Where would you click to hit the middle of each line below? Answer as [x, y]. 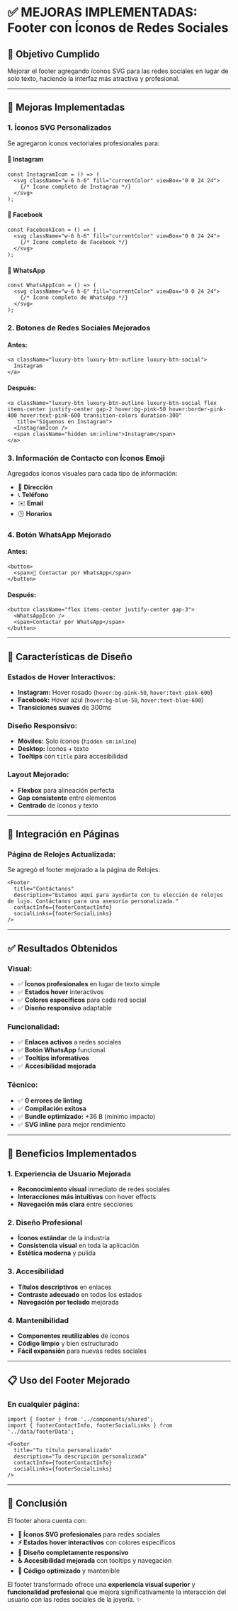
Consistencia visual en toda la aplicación [78, 1246]
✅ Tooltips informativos [53, 1058]
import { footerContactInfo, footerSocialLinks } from [90, 1425]
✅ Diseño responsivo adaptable [64, 1008]
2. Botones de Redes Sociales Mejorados [79, 328]
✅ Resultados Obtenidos [63, 948]
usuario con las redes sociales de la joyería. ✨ [74, 1599]
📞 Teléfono [33, 494]
